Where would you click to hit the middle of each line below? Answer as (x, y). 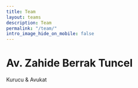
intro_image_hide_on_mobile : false (50, 34)
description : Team (29, 23)
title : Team (21, 12)
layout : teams (24, 17)
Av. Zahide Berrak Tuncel (69, 63)
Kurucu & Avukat (26, 80)
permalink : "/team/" (32, 28)
